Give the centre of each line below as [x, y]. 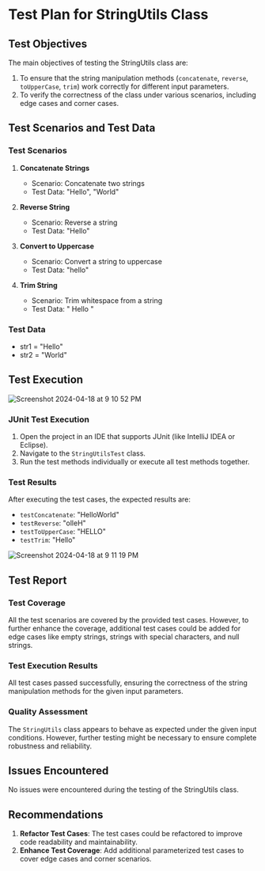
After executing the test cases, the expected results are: [100, 499]
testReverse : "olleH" [53, 523]
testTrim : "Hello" [47, 540]
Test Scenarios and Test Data [82, 128]
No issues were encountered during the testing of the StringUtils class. [124, 790]
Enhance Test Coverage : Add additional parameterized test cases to [132, 850]
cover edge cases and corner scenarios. [85, 859]
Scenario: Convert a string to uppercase [97, 261]
